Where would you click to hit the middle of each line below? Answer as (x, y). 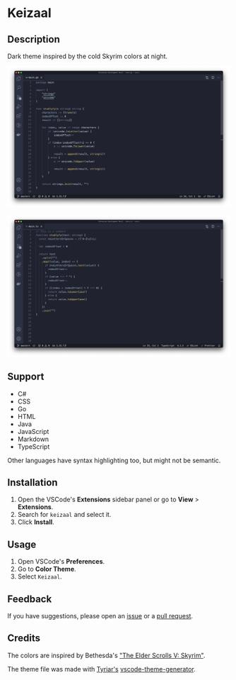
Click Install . (36, 522)
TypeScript (34, 446)
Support (26, 377)
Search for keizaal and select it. (64, 515)
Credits (24, 639)
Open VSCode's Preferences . (61, 562)
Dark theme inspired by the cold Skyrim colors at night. (88, 56)
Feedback (30, 599)
